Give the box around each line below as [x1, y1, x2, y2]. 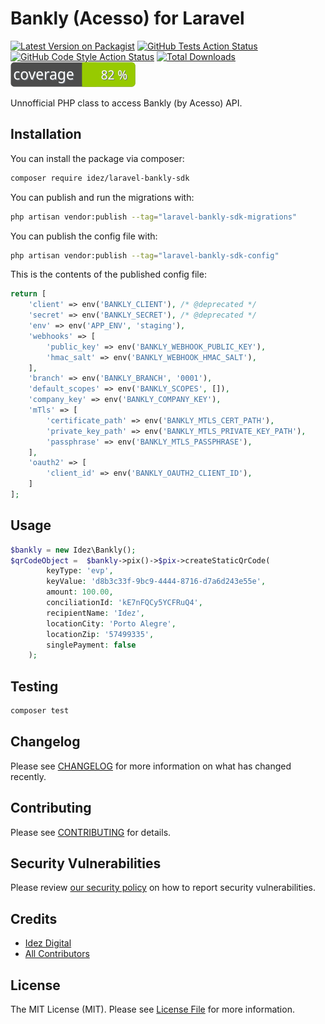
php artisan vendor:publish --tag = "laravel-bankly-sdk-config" [10, 250, 280, 261]
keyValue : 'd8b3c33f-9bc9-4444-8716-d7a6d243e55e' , [46, 577, 267, 587]
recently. [10, 770, 47, 782]
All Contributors [24, 948, 90, 960]
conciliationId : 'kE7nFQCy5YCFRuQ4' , [46, 598, 203, 608]
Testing [10, 678, 59, 695]
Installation [10, 126, 82, 143]
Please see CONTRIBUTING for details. [10, 826, 172, 838]
